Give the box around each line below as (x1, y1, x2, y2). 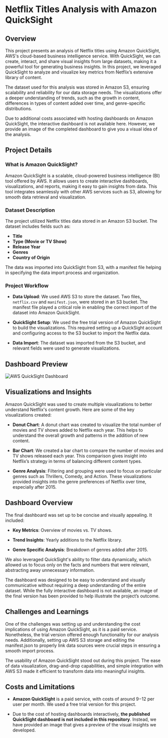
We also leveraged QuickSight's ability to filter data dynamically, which (5, 556, 151, 562)
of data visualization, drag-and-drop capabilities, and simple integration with (5, 662, 163, 668)
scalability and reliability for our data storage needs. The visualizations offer (5, 90, 162, 95)
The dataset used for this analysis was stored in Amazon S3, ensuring (5, 84, 149, 90)
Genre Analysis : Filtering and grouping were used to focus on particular (12, 467, 162, 474)
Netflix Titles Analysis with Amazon (5, 4, 157, 15)
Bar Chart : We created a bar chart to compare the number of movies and (12, 447, 163, 453)
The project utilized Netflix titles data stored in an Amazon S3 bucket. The (5, 218, 158, 224)
